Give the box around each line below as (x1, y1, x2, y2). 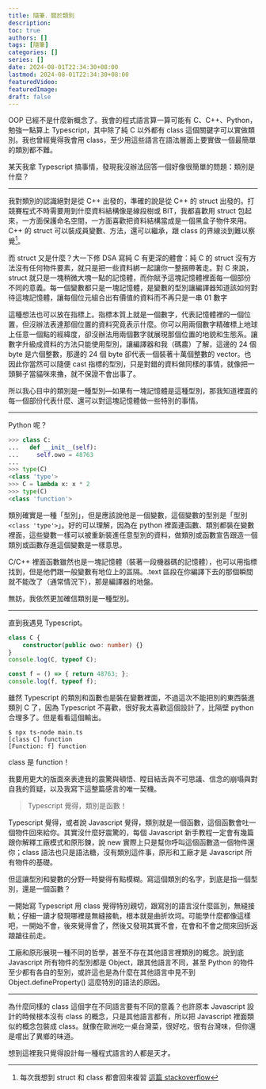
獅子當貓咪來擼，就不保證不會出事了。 (14, 369, 140, 378)
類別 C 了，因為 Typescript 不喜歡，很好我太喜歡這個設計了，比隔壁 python (8, 703, 254, 712)
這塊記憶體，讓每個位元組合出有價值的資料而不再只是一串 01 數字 (14, 293, 228, 302)
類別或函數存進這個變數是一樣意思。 (8, 540, 127, 550)
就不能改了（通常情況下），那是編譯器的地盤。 (8, 577, 158, 586)
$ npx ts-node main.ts (8, 729, 83, 737)
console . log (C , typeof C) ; (8, 656, 97, 664)
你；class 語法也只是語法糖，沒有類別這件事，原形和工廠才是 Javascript (8, 848, 244, 857)
